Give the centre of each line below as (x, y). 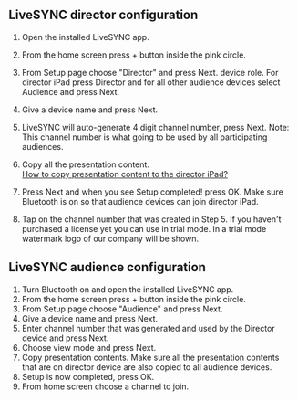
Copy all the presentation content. (85, 164)
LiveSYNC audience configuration (108, 267)
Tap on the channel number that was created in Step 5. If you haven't (151, 219)
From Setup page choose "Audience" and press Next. (122, 309)
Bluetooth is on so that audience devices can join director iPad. (140, 201)
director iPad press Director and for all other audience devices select (151, 82)
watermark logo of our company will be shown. (110, 238)
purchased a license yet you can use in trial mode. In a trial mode (144, 228)
